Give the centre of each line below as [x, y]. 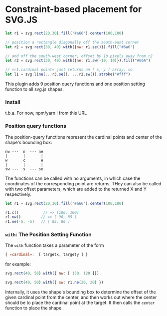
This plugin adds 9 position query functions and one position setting [75, 84]
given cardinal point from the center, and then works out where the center [81, 297]
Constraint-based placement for [74, 9]
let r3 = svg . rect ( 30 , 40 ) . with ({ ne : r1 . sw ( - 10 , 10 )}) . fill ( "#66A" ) [78, 61]
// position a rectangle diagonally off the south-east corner [72, 42]
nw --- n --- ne [24, 151]
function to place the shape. [34, 308]
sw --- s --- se [24, 169]
